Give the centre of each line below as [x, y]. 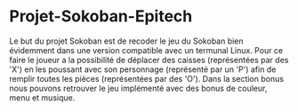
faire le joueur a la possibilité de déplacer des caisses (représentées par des [149, 60]
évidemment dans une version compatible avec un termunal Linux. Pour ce [146, 50]
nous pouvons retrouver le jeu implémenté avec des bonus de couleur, [138, 88]
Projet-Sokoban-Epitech [101, 16]
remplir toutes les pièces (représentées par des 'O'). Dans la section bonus [147, 78]
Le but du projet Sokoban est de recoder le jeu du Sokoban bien [126, 41]
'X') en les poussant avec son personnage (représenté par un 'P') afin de [143, 69]
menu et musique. [42, 97]
